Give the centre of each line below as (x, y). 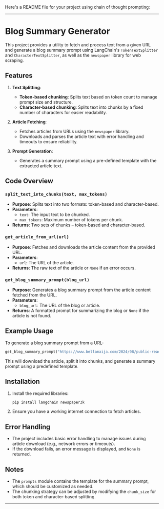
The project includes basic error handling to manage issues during (79, 439)
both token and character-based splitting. (54, 497)
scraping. (15, 60)
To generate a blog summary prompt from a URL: (54, 343)
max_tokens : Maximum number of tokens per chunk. (71, 220)
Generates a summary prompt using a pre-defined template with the (88, 160)
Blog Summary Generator (58, 31)
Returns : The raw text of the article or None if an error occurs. (74, 268)
